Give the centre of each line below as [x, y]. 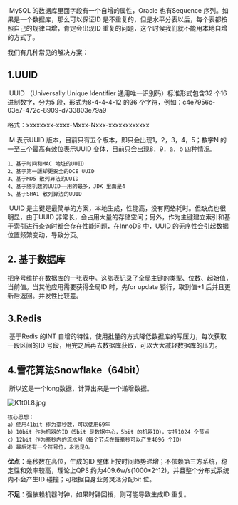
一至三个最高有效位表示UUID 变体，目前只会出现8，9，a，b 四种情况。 [112, 149]
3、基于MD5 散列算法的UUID [43, 179]
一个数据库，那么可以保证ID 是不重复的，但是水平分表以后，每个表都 [120, 19]
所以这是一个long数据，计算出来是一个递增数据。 [81, 389]
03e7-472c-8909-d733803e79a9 [57, 110]
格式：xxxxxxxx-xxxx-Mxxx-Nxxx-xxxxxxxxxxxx [78, 125]
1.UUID [22, 75]
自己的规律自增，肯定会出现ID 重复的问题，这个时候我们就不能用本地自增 [120, 28]
